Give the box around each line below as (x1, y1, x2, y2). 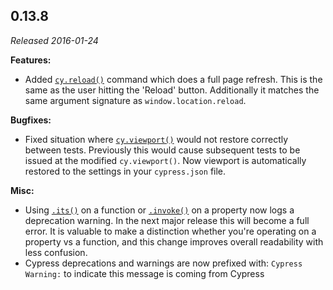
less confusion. (24, 246, 88, 258)
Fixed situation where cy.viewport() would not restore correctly (24, 133, 289, 145)
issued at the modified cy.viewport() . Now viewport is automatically (24, 154, 307, 166)
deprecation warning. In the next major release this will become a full (24, 214, 310, 226)
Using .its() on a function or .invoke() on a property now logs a (24, 204, 295, 216)
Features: (10, 54, 52, 66)
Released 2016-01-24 (10, 34, 99, 46)
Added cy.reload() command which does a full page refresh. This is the (24, 73, 323, 85)
